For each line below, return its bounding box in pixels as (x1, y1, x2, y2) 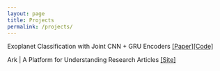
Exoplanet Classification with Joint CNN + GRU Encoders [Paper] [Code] (7, 42, 214, 51)
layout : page (7, 10, 45, 17)
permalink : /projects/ (7, 23, 73, 30)
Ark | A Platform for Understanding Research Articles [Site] (7, 56, 176, 64)
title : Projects (7, 17, 54, 24)
